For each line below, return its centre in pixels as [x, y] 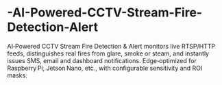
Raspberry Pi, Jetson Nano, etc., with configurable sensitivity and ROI [105, 68]
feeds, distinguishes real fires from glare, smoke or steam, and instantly [108, 53]
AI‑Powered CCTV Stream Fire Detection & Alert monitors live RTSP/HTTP [111, 46]
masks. [17, 75]
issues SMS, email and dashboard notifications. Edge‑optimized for [102, 60]
